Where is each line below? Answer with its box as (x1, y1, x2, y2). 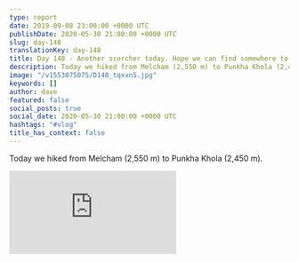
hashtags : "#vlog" (9, 121, 77, 130)
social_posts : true (9, 104, 82, 113)
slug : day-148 (9, 37, 62, 47)
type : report (9, 12, 58, 22)
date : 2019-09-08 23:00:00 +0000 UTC (9, 21, 149, 30)
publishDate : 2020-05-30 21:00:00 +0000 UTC (9, 29, 177, 38)
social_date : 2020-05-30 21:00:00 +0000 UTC (9, 112, 177, 121)
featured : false (9, 95, 69, 105)
